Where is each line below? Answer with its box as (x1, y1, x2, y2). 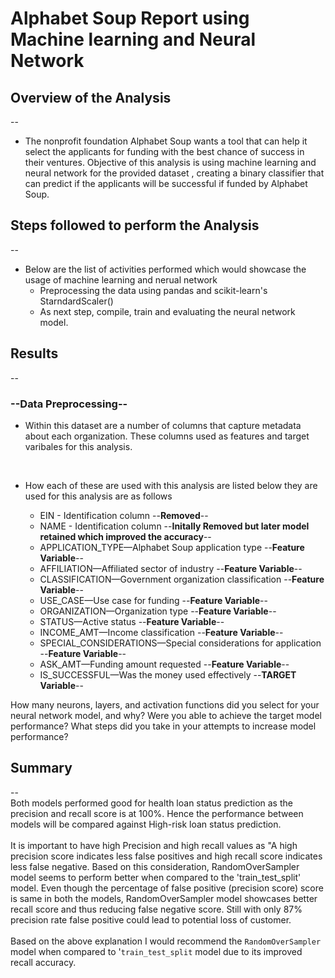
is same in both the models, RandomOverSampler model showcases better (10, 892, 318, 904)
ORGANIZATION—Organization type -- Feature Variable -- (39, 605, 277, 617)
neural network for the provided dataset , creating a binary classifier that (24, 167, 325, 179)
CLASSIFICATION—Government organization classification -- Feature (39, 573, 325, 585)
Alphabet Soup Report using (10, 7, 250, 30)
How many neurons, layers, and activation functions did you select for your (10, 698, 320, 711)
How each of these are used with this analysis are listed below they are (24, 479, 318, 491)
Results (10, 345, 59, 362)
